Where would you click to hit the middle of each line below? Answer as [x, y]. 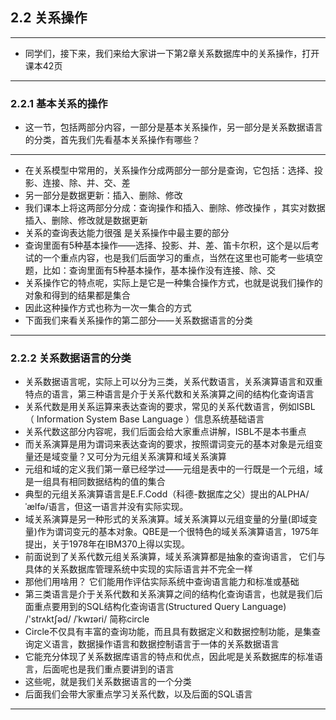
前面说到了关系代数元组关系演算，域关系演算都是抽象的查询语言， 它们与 [175, 557]
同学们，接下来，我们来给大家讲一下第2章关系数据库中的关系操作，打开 [172, 53]
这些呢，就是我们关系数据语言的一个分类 [108, 682]
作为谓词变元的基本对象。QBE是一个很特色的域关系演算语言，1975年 [178, 532]
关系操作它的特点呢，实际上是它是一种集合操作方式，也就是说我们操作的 [173, 283]
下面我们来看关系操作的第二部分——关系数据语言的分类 [138, 320]
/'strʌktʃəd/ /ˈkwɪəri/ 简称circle [87, 619]
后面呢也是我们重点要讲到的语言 [108, 669]
